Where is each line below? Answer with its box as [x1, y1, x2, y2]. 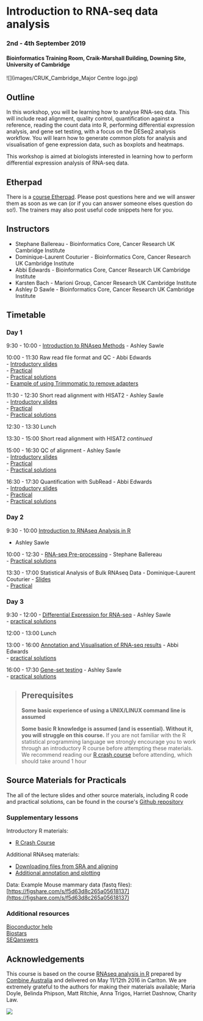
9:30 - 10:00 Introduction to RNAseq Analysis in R [6, 527, 131, 534]
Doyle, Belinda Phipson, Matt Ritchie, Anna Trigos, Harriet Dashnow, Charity [6, 990, 197, 997]
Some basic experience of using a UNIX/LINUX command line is [21, 707, 186, 714]
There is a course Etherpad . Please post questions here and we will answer [6, 193, 196, 200]
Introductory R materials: [6, 827, 69, 834]
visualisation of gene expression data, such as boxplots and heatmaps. [6, 141, 185, 148]
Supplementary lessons [6, 813, 79, 822]
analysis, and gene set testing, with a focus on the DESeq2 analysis [6, 128, 176, 135]
